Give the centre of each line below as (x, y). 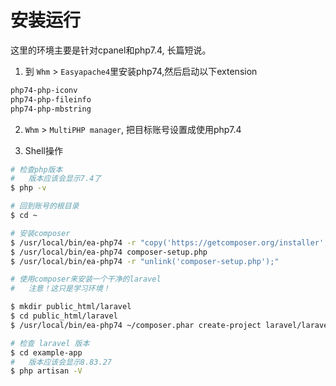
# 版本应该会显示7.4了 (56, 179)
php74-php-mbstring (51, 109)
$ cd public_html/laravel (64, 316)
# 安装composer (40, 233)
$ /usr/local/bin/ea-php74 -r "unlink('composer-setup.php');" (145, 261)
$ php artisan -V (46, 371)
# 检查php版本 (36, 169)
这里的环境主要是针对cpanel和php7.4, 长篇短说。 (111, 50)
